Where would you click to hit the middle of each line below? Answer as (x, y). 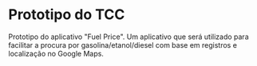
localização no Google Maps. (56, 53)
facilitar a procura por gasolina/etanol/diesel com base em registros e (123, 45)
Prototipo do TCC (67, 15)
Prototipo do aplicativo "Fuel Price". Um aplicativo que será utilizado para (128, 37)
